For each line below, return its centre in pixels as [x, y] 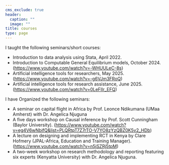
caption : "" [22, 19]
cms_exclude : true [24, 10]
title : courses [21, 29]
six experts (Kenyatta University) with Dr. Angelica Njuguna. [75, 157]
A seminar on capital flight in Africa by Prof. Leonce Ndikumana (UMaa [86, 109]
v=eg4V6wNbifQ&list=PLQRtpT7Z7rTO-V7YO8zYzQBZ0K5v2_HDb [81, 130]
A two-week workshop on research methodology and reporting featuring [88, 152]
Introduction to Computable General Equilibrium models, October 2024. [87, 63]
